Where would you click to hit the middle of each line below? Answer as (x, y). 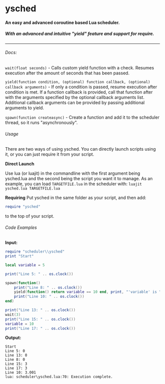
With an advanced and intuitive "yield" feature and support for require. (80, 34)
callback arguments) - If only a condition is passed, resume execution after (81, 87)
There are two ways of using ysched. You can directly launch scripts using (81, 149)
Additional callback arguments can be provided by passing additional (75, 102)
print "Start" (20, 256)
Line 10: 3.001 (21, 373)
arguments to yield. (25, 108)
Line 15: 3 (16, 364)
